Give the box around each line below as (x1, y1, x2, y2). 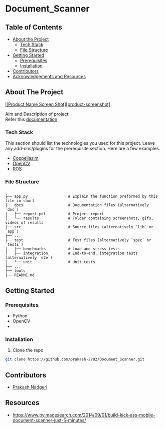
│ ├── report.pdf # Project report (5, 211, 104, 217)
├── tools (5, 268, 26, 273)
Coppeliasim (12, 155, 39, 161)
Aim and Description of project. (5, 111, 70, 117)
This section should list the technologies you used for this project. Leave (5, 140, 155, 146)
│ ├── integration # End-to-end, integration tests (5, 251, 138, 256)
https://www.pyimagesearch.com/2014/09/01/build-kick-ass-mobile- (12, 411, 155, 418)
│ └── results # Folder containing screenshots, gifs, (5, 216, 154, 221)
